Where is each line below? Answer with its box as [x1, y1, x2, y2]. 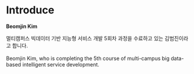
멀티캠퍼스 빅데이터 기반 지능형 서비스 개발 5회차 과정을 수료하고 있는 [6, 34, 164, 41]
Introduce [6, 3, 54, 17]
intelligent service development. [22, 61, 99, 68]
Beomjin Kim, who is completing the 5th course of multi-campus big [6, 55, 170, 62]
